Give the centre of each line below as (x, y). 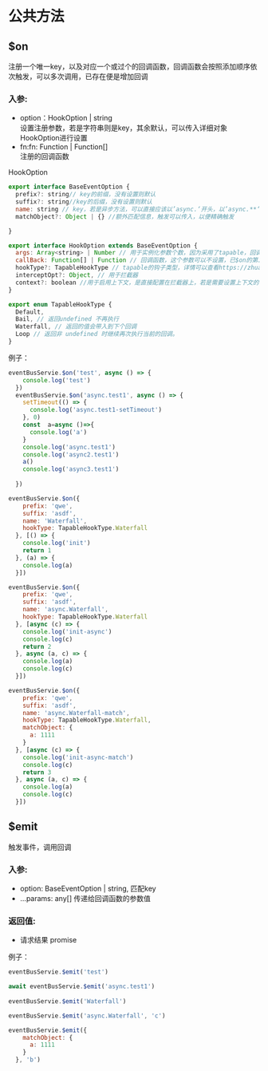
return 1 (37, 551)
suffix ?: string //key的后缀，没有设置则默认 (84, 202)
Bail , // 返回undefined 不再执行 (67, 319)
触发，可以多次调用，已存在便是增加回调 (81, 76)
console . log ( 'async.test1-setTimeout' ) (95, 410)
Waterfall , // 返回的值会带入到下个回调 (76, 327)
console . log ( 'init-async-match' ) (78, 757)
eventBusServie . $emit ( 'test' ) (59, 972)
